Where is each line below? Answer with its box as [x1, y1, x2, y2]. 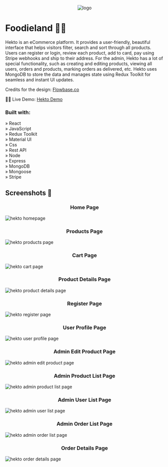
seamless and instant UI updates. [5, 76, 74, 83]
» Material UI [5, 136, 32, 142]
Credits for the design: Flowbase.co [5, 86, 79, 92]
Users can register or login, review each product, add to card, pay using [5, 49, 154, 56]
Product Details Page [58, 276, 111, 283]
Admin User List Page [57, 396, 112, 403]
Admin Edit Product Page [53, 348, 116, 355]
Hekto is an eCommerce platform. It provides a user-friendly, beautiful [5, 39, 151, 45]
